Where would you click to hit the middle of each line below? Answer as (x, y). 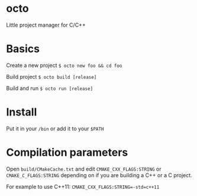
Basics (23, 49)
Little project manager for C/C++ (46, 25)
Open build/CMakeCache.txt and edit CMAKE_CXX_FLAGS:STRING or (84, 169)
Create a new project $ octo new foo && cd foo (64, 65)
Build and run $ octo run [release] (50, 88)
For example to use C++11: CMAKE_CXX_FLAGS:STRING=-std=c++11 (83, 187)
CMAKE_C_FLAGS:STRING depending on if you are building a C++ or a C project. (99, 175)
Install (22, 112)
